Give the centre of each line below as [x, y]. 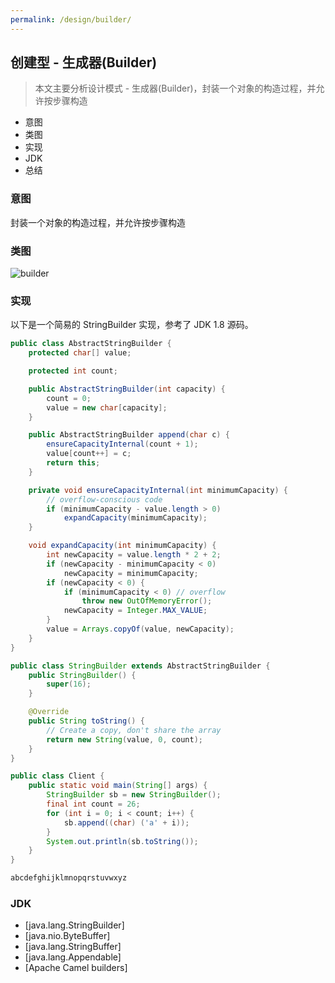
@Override [49, 712]
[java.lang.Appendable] [73, 957]
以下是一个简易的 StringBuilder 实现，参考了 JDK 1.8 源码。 [132, 325]
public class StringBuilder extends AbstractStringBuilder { [140, 666]
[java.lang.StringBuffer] [73, 947]
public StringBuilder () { [82, 675]
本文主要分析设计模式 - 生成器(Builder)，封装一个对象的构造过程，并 [175, 88]
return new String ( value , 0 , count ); [124, 739]
